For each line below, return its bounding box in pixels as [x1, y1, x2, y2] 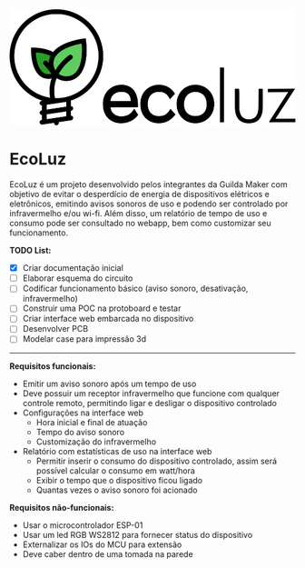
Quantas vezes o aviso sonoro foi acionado [35, 484, 198, 495]
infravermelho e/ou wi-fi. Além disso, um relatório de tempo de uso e [9, 208, 268, 219]
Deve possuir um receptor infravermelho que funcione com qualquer [22, 387, 280, 399]
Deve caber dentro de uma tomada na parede [22, 548, 193, 559]
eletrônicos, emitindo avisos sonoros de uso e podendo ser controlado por [9, 198, 289, 209]
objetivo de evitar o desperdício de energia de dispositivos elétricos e [9, 189, 270, 200]
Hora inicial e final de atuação [35, 416, 148, 427]
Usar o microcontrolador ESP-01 [22, 519, 143, 531]
